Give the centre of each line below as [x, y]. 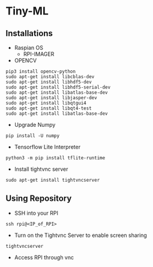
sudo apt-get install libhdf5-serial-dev [58, 87]
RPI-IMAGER [39, 54]
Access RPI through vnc [44, 257]
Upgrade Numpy [35, 125]
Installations [29, 33]
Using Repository [39, 199]
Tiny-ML [27, 11]
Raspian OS [28, 48]
